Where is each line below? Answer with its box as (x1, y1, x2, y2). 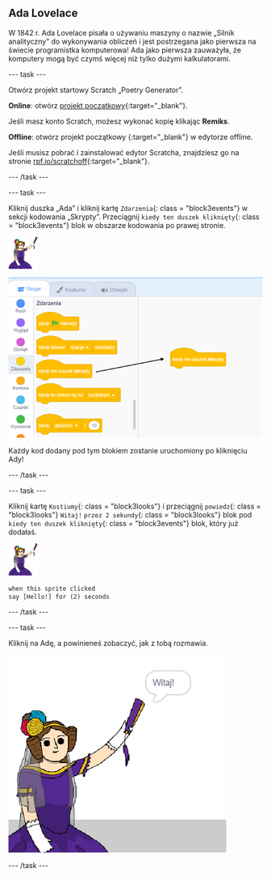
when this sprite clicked (8, 584, 95, 592)
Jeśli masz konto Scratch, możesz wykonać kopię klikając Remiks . (8, 116, 230, 126)
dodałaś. (8, 527, 38, 537)
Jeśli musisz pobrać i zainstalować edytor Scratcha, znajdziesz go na (8, 147, 240, 157)
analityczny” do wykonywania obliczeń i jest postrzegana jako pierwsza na (8, 36, 256, 46)
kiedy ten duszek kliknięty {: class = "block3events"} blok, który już (8, 518, 239, 528)
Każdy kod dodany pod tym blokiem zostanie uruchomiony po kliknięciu (8, 445, 248, 455)
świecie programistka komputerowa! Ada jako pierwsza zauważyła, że (8, 44, 242, 55)
